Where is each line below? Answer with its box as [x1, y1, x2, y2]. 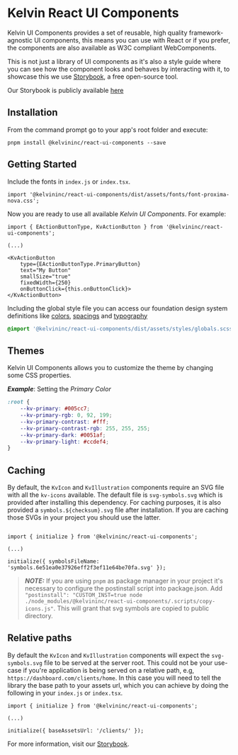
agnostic [7, 35, 33, 44]
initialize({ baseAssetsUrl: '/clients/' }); [7, 727, 144, 734]
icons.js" [24, 605, 55, 613]
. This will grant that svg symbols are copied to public [53, 604, 210, 613]
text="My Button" [20, 267, 72, 274]
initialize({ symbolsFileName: [7, 558, 100, 565]
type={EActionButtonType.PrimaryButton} [20, 260, 141, 267]
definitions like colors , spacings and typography [7, 311, 148, 320]
